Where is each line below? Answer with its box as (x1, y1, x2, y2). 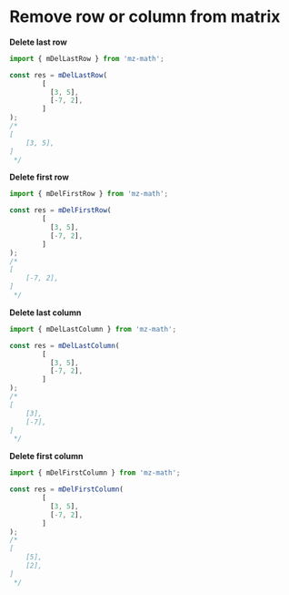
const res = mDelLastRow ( (9, 70, 107, 79)
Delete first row (9, 171, 70, 183)
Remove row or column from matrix (9, 6, 281, 27)
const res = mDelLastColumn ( (9, 341, 120, 350)
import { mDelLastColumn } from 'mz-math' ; (9, 324, 177, 333)
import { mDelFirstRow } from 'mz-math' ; (9, 190, 169, 199)
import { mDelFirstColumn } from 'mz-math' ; (9, 468, 181, 477)
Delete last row (9, 36, 68, 47)
